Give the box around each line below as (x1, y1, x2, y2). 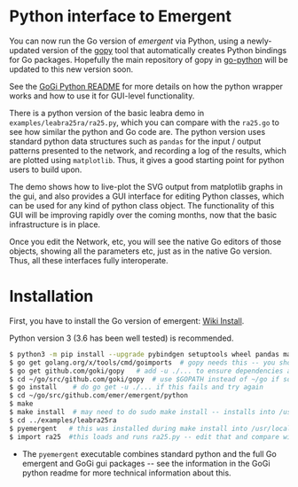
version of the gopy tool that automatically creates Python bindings (41, 44, 286, 55)
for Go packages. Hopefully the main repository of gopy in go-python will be (9, 54, 288, 65)
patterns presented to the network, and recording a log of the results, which (9, 145, 286, 156)
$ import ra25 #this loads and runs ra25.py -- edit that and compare (9, 432, 279, 441)
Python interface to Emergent (9, 6, 232, 27)
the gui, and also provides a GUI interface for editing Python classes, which (9, 191, 285, 201)
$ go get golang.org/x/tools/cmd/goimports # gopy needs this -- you (9, 357, 276, 367)
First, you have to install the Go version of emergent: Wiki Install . (9, 315, 245, 326)
